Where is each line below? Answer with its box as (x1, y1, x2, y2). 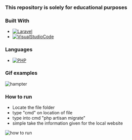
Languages (5, 46, 33, 53)
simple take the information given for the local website (12, 120, 123, 126)
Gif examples (5, 70, 38, 77)
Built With (5, 17, 30, 24)
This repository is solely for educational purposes (5, 4, 128, 11)
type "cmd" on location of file (12, 110, 73, 116)
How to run (5, 93, 32, 100)
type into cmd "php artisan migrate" (12, 115, 86, 121)
